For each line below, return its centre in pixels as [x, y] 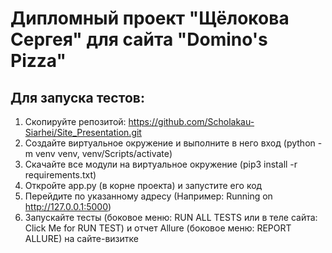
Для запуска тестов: [77, 97]
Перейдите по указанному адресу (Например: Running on [148, 196]
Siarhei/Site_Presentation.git [83, 132]
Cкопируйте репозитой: [75, 121]
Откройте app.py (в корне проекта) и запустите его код [143, 185]
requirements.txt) [60, 175]
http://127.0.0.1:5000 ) [68, 206]
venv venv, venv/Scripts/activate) [103, 153]
